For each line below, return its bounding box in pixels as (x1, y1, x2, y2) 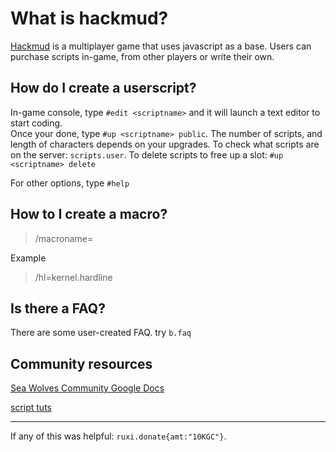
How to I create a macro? (10, 206, 168, 223)
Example (10, 252, 47, 264)
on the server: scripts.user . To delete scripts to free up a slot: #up (10, 148, 284, 161)
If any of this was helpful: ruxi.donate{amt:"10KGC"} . (10, 430, 227, 442)
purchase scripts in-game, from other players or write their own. (10, 50, 275, 62)
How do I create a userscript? (10, 80, 197, 97)
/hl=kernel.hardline (34, 271, 113, 283)
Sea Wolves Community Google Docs (10, 382, 165, 394)
